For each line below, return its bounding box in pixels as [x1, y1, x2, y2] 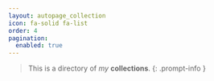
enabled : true [15, 42, 63, 50]
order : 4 [8, 26, 38, 34]
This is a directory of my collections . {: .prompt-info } [27, 63, 207, 73]
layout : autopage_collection [8, 11, 106, 20]
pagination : [8, 34, 48, 43]
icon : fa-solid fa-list [8, 19, 88, 27]
